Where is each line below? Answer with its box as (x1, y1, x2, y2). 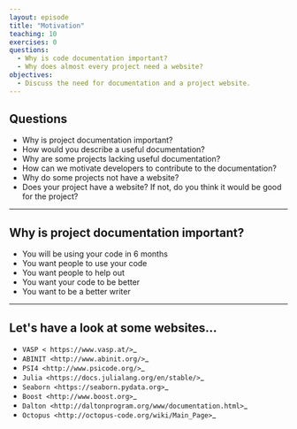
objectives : (9, 71, 53, 80)
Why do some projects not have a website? (21, 172, 179, 183)
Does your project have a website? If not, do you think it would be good (21, 182, 282, 193)
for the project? (21, 191, 79, 202)
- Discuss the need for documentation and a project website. (17, 79, 251, 88)
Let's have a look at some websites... (9, 320, 217, 335)
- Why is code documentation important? (17, 54, 168, 63)
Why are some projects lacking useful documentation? (21, 154, 221, 165)
